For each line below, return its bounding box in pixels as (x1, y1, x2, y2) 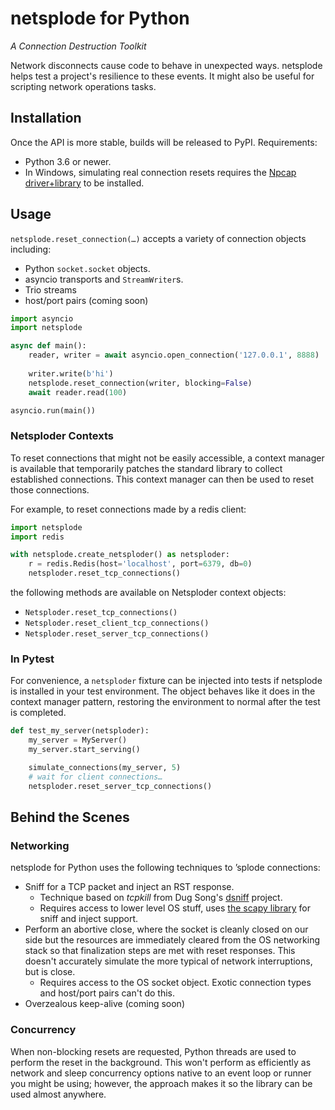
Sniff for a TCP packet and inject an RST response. (24, 881, 235, 893)
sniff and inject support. (39, 913, 139, 925)
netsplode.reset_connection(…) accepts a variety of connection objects (10, 232, 307, 244)
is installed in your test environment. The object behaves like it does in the (10, 685, 316, 697)
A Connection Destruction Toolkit (10, 40, 147, 52)
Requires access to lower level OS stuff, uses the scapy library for (39, 902, 312, 914)
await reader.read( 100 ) (28, 387, 128, 397)
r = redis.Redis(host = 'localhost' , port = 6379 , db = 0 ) (28, 559, 253, 569)
